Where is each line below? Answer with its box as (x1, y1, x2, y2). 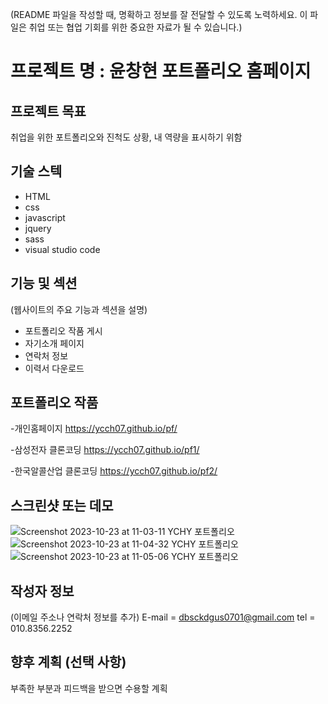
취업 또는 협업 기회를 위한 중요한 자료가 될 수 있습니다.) (28, 21, 243, 33)
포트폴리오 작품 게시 (24, 324, 103, 337)
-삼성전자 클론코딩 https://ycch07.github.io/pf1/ (10, 444, 200, 456)
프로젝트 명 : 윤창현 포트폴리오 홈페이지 (10, 60, 312, 83)
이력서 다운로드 (24, 362, 85, 374)
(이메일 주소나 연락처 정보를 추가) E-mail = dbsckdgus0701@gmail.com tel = (10, 611, 316, 623)
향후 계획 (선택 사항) (10, 654, 127, 671)
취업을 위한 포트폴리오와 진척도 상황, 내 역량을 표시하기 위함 (10, 131, 243, 143)
